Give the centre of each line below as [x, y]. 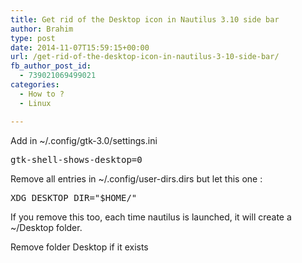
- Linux [35, 103]
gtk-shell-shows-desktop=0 [76, 159]
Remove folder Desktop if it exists [79, 247]
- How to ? [42, 94]
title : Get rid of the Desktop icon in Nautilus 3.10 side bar [145, 19]
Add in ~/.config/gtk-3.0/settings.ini [84, 140]
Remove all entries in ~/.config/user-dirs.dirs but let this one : [136, 178]
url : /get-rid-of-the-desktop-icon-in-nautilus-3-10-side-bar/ [145, 57]
